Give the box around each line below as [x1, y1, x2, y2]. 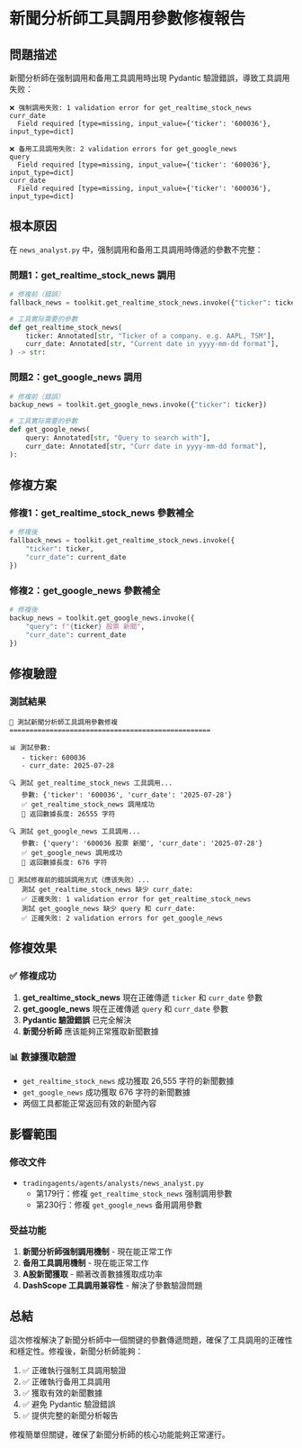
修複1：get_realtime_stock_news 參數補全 [9, 506, 195, 519]
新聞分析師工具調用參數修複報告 [9, 8, 246, 29]
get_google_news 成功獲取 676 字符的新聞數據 [22, 1087, 191, 1097]
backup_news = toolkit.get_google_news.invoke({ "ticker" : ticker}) [9, 400, 268, 410]
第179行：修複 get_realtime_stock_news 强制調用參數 [35, 1188, 233, 1198]
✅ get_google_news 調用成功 [21, 849, 123, 858]
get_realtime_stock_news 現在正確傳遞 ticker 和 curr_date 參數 [22, 992, 263, 1003]
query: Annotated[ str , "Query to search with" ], [25, 433, 211, 442]
